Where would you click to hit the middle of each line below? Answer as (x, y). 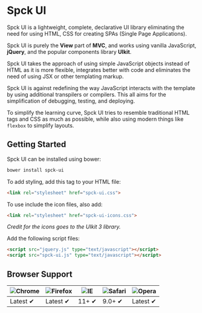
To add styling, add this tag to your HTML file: (64, 181)
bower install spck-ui (35, 170)
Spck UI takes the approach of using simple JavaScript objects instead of (98, 63)
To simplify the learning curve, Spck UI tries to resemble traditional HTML (98, 112)
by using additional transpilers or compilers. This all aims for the (86, 94)
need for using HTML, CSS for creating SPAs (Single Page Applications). (97, 33)
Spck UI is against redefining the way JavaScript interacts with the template (101, 88)
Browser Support (40, 274)
